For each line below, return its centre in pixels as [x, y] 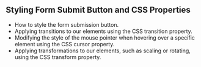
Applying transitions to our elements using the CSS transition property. [104, 31]
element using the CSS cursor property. [64, 44]
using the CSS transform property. [58, 57]
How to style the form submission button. [67, 24]
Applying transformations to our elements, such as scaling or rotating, [102, 51]
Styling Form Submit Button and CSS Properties [98, 10]
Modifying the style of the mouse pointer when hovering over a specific [104, 37]
